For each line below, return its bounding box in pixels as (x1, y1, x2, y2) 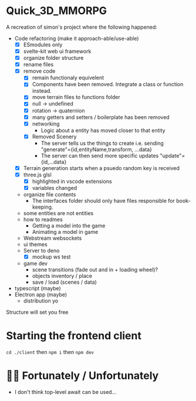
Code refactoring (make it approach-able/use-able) (14, 35, 139, 42)
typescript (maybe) (14, 285, 62, 292)
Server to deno (23, 247, 60, 254)
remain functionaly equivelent (32, 74, 104, 81)
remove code (23, 67, 56, 74)
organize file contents (23, 191, 76, 198)
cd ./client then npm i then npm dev (6, 349, 94, 355)
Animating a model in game (32, 229, 99, 235)
